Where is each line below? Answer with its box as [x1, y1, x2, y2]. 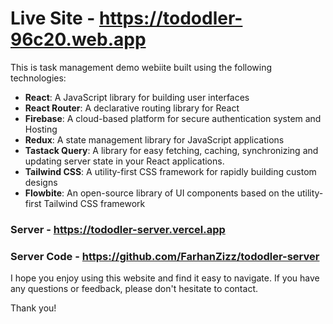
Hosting [24, 123, 58, 135]
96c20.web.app [10, 28, 147, 51]
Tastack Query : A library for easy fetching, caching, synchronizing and [24, 144, 319, 156]
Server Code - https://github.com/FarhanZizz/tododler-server [10, 249, 320, 263]
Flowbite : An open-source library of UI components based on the [24, 187, 295, 199]
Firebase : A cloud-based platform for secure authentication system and [24, 112, 322, 124]
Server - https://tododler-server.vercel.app [10, 222, 226, 236]
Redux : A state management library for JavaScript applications [24, 133, 285, 146]
